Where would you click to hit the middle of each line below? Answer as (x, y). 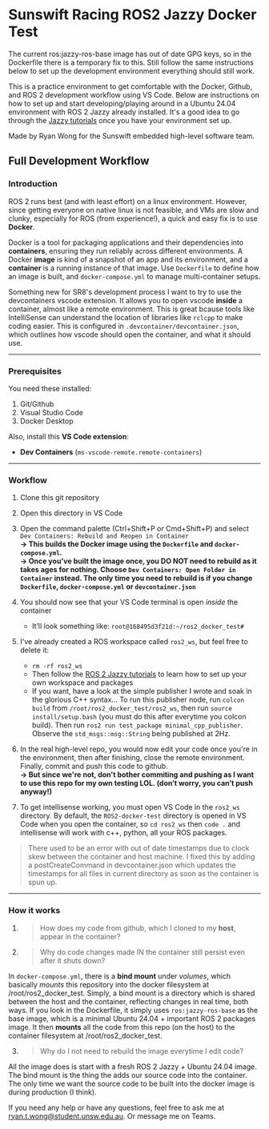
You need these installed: (50, 388)
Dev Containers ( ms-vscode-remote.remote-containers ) (111, 452)
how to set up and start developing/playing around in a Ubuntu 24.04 (122, 103)
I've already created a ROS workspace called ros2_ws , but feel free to (134, 642)
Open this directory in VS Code (71, 513)
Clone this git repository (60, 498)
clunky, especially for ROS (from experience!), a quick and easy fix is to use (133, 218)
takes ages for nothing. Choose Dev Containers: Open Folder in (128, 570)
